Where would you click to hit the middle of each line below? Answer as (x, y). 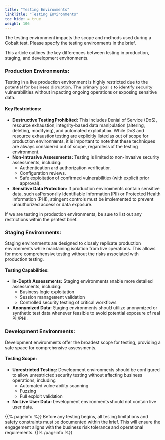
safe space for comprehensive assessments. (51, 347)
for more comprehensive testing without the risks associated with (72, 254)
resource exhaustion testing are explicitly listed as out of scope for (80, 136)
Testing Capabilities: (27, 270)
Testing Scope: (21, 359)
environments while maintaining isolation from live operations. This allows (80, 249)
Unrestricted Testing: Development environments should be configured (86, 370)
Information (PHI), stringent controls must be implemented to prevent (83, 199)
